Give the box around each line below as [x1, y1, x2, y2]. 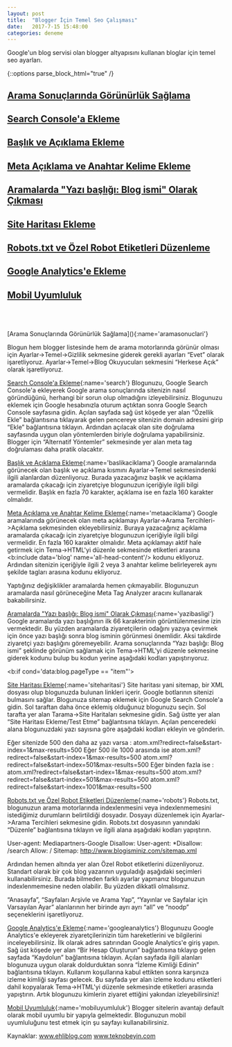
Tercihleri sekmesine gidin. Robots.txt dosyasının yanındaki [31, 819, 201, 827]
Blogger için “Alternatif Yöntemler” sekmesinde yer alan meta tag [7, 438, 193, 446]
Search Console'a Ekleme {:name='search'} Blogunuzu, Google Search [7, 379, 208, 387]
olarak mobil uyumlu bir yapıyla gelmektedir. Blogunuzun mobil [7, 1011, 186, 1019]
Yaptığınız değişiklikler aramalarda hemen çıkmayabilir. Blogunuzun [7, 581, 199, 590]
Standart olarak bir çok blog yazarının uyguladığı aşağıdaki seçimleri [7, 867, 202, 876]
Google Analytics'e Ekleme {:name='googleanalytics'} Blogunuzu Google [7, 924, 214, 932]
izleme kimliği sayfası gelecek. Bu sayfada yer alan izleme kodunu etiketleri [7, 975, 222, 984]
